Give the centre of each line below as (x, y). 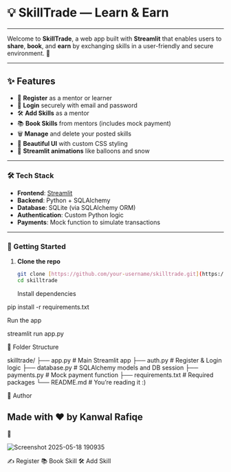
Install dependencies (47, 294)
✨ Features (31, 82)
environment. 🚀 (29, 53)
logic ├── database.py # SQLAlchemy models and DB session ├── (103, 368)
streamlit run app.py (35, 334)
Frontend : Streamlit (45, 193)
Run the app (24, 321)
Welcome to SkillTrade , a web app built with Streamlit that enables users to (114, 39)
